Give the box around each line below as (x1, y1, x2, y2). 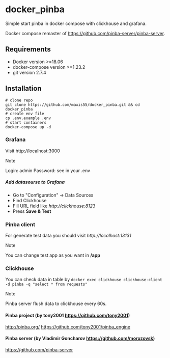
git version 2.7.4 (12, 69, 47, 75)
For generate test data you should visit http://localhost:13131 (5, 233, 131, 239)
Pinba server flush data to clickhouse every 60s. (5, 300, 107, 307)
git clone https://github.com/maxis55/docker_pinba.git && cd (5, 102, 140, 107)
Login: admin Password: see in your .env (5, 167, 91, 174)
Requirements (5, 45, 51, 54)
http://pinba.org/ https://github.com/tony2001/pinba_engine (5, 323, 131, 329)
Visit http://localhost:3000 (5, 148, 60, 154)
